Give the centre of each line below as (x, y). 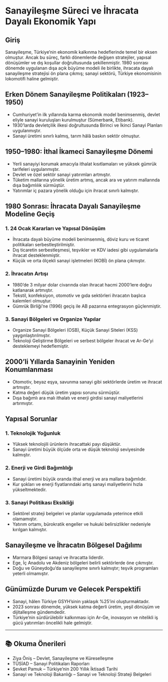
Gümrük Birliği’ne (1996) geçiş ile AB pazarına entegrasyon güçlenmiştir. (87, 306)
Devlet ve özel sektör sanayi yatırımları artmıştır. (62, 174)
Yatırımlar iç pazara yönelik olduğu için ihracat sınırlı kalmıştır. (75, 190)
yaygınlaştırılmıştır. (31, 335)
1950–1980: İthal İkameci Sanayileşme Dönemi (79, 152)
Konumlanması (29, 370)
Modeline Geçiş (30, 214)
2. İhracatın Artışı (27, 274)
